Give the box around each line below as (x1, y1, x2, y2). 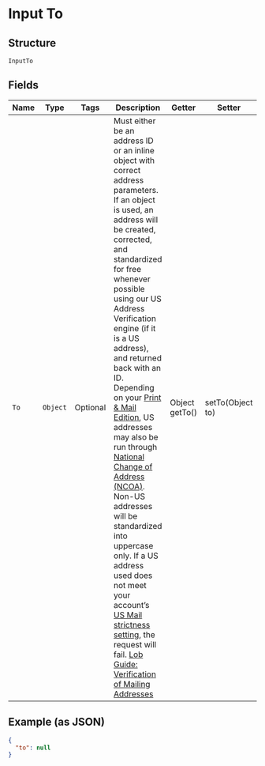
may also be (113, 432, 159, 443)
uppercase (113, 540, 154, 551)
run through (113, 441, 158, 452)
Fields (8, 78, 39, 92)
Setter (216, 102, 241, 113)
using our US (113, 293, 162, 304)
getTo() (169, 406, 197, 417)
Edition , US (113, 412, 155, 423)
